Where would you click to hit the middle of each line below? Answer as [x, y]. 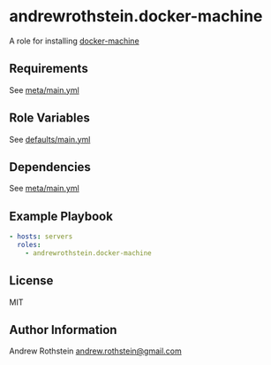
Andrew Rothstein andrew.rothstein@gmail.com [96, 351]
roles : [29, 245]
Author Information [63, 330]
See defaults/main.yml [50, 139]
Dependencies [50, 167]
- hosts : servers [41, 237]
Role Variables [49, 118]
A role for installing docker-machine [74, 41]
